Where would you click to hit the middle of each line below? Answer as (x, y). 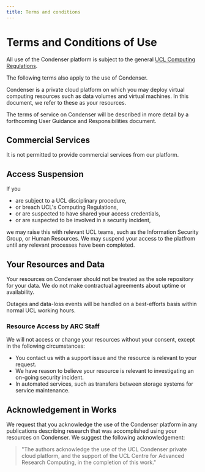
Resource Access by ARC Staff (53, 326)
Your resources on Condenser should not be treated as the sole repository (100, 279)
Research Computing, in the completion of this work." (89, 462)
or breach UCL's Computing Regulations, (66, 207)
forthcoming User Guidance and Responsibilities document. (82, 121)
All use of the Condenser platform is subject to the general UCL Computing (101, 59)
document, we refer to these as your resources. (66, 102)
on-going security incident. (50, 378)
